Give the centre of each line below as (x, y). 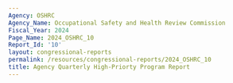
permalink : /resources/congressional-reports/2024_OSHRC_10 (110, 60)
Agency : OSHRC (32, 15)
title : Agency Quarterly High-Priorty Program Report (99, 67)
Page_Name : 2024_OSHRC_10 (51, 38)
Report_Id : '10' (35, 45)
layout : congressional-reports (60, 52)
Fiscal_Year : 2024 (39, 30)
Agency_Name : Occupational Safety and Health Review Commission (117, 23)
